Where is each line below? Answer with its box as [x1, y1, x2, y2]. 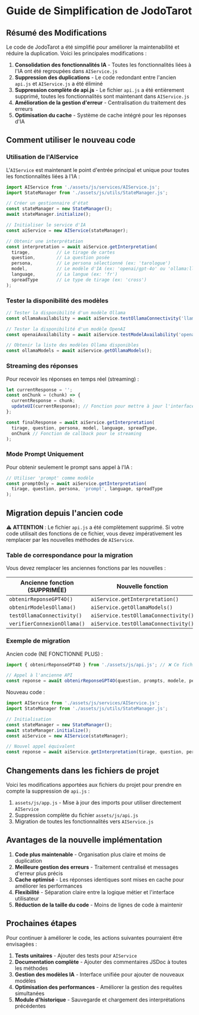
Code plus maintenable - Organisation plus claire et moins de [14, 851, 166, 858]
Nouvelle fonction [116, 582, 168, 591]
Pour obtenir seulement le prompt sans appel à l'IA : [6, 464, 133, 471]
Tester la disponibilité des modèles [6, 296, 108, 305]
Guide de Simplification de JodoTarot [6, 4, 192, 18]
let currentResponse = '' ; [6, 387, 73, 392]
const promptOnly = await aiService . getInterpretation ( [6, 480, 147, 487]
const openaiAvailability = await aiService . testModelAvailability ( [6, 331, 179, 337]
